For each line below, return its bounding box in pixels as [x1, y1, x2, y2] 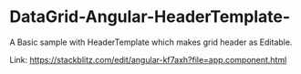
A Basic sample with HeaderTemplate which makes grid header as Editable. [9, 37, 293, 48]
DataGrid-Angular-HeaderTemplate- [9, 6, 291, 27]
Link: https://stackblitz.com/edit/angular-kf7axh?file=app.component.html [9, 54, 287, 65]
